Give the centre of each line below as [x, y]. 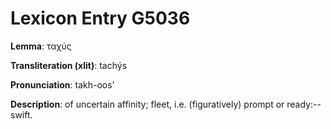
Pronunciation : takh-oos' [62, 84]
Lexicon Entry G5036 [100, 18]
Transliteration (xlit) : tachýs [69, 65]
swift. [21, 114]
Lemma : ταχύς [41, 46]
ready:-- [304, 104]
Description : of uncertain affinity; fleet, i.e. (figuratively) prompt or [147, 104]
